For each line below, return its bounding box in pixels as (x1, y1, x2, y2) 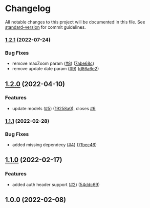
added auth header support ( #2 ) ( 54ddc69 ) (12, 181, 100, 188)
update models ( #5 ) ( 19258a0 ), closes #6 (12, 105, 96, 111)
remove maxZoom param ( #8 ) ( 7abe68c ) (12, 60, 94, 66)
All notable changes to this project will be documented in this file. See (5, 19, 146, 25)
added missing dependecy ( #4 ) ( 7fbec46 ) (12, 142, 97, 148)
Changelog (5, 3, 51, 14)
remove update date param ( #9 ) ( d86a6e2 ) (12, 66, 99, 72)
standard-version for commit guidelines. (5, 24, 86, 30)
